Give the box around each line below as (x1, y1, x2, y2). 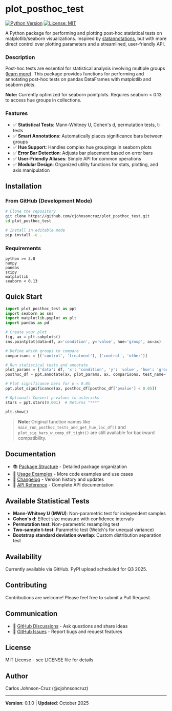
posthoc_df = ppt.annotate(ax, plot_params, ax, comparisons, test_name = (5, 372, 166, 377)
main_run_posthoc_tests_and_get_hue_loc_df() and (17, 424, 126, 430)
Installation (5, 181, 42, 190)
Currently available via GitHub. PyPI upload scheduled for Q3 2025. (5, 566, 147, 572)
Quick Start (5, 293, 42, 301)
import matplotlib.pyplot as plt (5, 316, 77, 321)
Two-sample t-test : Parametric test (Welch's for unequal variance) (12, 526, 155, 533)
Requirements (5, 245, 41, 252)
